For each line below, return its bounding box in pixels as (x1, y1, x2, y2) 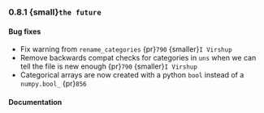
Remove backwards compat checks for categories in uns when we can (19, 53, 257, 63)
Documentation (8, 97, 63, 107)
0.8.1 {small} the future (8, 6, 102, 18)
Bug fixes (8, 27, 41, 36)
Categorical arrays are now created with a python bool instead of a (19, 70, 245, 80)
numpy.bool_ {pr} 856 (19, 79, 87, 89)
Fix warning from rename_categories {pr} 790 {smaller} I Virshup (19, 44, 233, 54)
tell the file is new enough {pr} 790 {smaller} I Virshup (19, 61, 197, 71)
